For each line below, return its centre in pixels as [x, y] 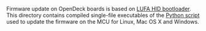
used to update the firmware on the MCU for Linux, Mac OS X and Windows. [103, 22]
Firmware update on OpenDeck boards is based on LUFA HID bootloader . [99, 9]
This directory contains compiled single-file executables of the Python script [103, 15]
